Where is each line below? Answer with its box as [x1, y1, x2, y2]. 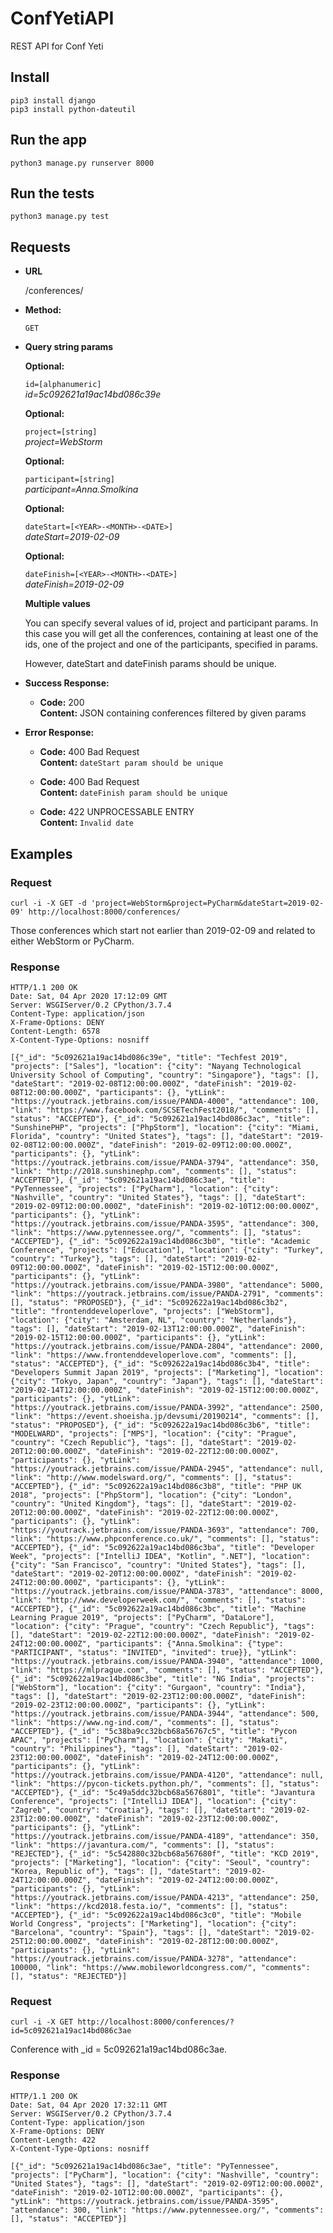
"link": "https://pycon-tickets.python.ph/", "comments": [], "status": [10, 1779, 320, 1789]
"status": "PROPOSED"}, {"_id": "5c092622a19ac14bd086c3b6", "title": [10, 1420, 311, 1431]
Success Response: [24, 677, 110, 689]
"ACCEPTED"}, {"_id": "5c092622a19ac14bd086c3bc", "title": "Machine [10, 1604, 307, 1614]
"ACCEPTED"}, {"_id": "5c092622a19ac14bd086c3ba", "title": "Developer [10, 1543, 315, 1553]
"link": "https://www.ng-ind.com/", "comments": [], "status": [10, 1718, 280, 1728]
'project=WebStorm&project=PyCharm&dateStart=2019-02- [90, 898, 325, 908]
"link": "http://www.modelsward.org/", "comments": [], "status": [10, 1473, 293, 1483]
